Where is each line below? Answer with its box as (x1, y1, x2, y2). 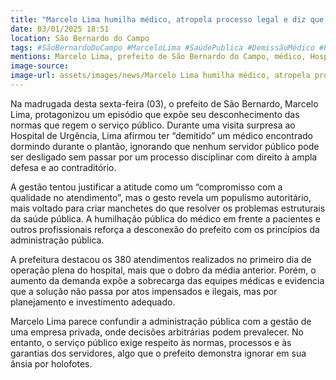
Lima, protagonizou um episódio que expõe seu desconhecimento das (10, 108, 300, 120)
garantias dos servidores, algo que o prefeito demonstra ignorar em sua (10, 347, 307, 359)
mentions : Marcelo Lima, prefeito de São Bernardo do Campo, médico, (10, 52, 307, 62)
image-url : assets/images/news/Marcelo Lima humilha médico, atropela (10, 71, 311, 81)
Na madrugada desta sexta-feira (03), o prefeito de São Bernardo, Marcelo (10, 97, 319, 110)
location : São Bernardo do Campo (10, 33, 150, 43)
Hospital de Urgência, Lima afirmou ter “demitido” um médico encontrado (10, 129, 314, 141)
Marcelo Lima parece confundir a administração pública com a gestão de (10, 315, 312, 327)
